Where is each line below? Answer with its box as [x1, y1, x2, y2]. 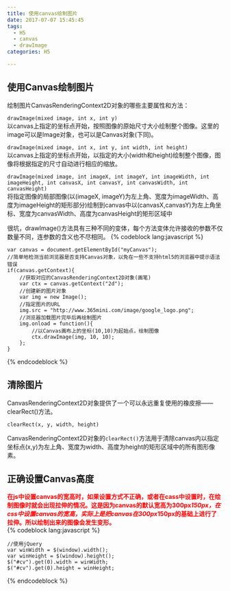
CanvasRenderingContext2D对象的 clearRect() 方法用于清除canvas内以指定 [7, 434, 220, 442]
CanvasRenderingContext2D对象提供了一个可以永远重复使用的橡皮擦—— [7, 399, 214, 407]
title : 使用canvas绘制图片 [7, 10, 78, 17]
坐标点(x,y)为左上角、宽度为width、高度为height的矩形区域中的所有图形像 [7, 443, 216, 451]
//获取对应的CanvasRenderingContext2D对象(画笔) [19, 274, 152, 281]
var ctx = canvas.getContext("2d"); [19, 280, 125, 287]
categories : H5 [7, 49, 51, 56]
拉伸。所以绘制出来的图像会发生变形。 [7, 518, 115, 526]
